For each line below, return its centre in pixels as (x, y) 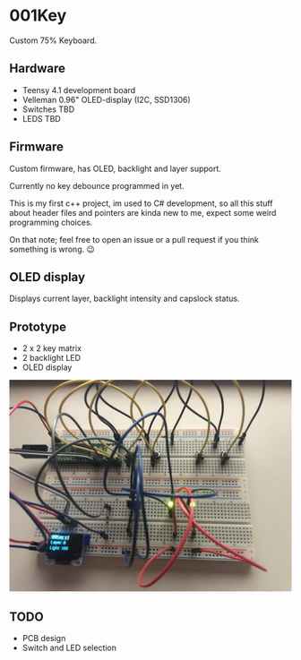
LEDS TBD (41, 118)
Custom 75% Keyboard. (53, 40)
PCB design (44, 638)
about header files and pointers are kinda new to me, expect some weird (143, 212)
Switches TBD (48, 109)
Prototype (38, 326)
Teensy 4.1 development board (79, 90)
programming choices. (51, 222)
